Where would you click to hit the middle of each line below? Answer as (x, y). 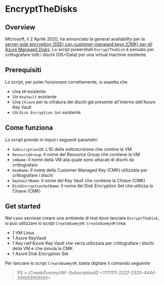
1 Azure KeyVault (29, 238)
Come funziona (29, 128)
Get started (23, 207)
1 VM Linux (23, 233)
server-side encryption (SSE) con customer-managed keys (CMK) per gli (79, 44)
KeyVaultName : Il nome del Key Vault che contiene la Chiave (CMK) (79, 180)
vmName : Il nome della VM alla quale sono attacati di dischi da (73, 159)
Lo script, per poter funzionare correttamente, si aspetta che (66, 82)
